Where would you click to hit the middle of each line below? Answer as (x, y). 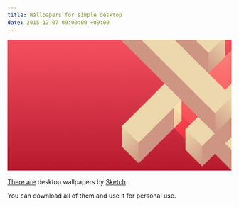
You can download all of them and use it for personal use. (92, 196)
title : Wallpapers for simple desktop (65, 15)
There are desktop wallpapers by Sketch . (68, 181)
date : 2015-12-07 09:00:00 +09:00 (59, 22)
